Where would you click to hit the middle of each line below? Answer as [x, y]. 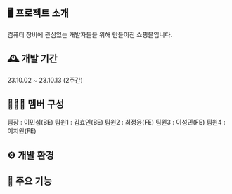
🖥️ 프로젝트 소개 [38, 13]
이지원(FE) [22, 131]
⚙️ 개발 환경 [31, 155]
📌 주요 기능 [30, 181]
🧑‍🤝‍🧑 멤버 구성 [36, 104]
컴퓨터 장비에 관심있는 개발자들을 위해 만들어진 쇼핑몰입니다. [90, 34]
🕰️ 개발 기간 [32, 59]
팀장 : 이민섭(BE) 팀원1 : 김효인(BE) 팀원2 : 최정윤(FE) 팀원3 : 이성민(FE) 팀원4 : [116, 123]
